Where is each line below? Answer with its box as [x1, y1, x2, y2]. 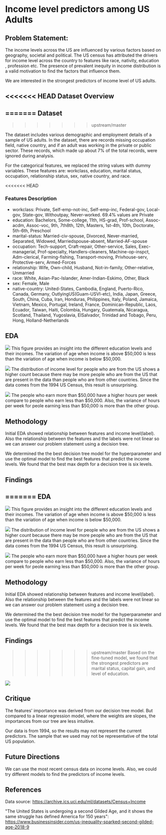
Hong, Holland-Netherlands [12, 317, 69, 323]
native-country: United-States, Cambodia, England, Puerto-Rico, [12, 286, 144, 292]
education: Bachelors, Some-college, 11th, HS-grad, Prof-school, [12, 217, 145, 223]
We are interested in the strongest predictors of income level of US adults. [5, 78, 157, 83]
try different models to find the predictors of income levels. [5, 771, 125, 777]
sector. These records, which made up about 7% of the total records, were [5, 148, 158, 153]
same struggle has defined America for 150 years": [5, 814, 109, 820]
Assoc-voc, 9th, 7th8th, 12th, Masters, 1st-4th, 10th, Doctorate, [26, 222, 155, 228]
